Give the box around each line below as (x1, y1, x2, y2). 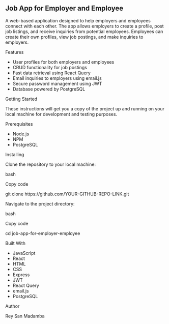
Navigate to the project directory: (5, 200, 75, 207)
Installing (5, 151, 24, 157)
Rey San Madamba (5, 313, 45, 319)
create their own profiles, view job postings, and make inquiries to (5, 34, 144, 40)
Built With (5, 240, 25, 246)
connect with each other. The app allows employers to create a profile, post (5, 23, 164, 29)
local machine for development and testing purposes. (5, 111, 118, 117)
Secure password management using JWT (12, 80, 102, 86)
